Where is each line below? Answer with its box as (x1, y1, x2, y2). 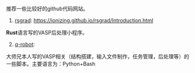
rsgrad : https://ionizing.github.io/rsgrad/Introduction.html (14, 17, 154, 24)
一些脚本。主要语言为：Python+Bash (6, 61, 96, 67)
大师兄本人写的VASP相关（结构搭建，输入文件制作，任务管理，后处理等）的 (6, 53, 190, 60)
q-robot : (14, 41, 35, 48)
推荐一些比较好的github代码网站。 (6, 5, 89, 12)
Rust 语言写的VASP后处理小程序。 (6, 29, 88, 36)
